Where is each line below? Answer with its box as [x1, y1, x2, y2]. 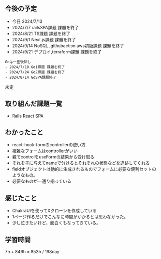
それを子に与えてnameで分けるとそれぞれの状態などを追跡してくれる [12, 160, 150, 166]
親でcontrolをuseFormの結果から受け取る [12, 154, 95, 160]
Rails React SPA [12, 113, 44, 119]
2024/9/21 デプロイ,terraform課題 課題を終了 [12, 49, 102, 54]
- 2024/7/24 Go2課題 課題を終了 [5, 69, 65, 74]
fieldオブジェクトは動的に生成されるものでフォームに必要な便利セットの [12, 166, 157, 172]
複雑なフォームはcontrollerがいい [12, 148, 78, 154]
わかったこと [5, 128, 44, 137]
